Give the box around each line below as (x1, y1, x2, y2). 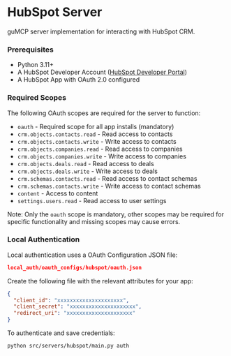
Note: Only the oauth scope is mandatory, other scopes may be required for (7, 210, 225, 218)
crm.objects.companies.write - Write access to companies (17, 151, 187, 161)
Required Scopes (7, 93, 67, 103)
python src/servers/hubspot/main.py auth (7, 343, 130, 350)
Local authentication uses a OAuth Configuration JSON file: (7, 251, 178, 259)
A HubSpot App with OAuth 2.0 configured (17, 75, 140, 84)
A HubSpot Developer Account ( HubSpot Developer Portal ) (17, 68, 187, 77)
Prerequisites (7, 45, 54, 54)
